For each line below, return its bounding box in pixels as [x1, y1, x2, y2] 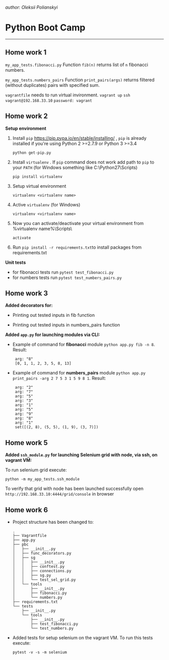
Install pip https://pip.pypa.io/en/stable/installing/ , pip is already [12, 135, 147, 141]
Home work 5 [5, 438, 48, 447]
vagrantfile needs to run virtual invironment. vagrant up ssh [5, 92, 131, 98]
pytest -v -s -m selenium [12, 650, 67, 655]
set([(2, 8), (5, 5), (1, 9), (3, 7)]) [15, 425, 99, 430]
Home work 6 [5, 506, 48, 514]
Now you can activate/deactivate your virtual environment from [12, 220, 144, 226]
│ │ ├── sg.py [12, 573, 51, 578]
